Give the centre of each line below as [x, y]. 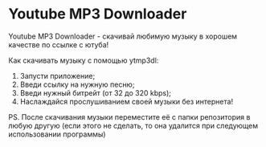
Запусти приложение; [57, 76]
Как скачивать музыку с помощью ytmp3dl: [84, 60]
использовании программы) [57, 134]
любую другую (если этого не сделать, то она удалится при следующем [133, 125]
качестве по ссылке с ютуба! [59, 44]
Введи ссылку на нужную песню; [77, 84]
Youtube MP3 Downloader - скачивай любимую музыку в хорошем [123, 36]
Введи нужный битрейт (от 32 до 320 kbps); [95, 92]
